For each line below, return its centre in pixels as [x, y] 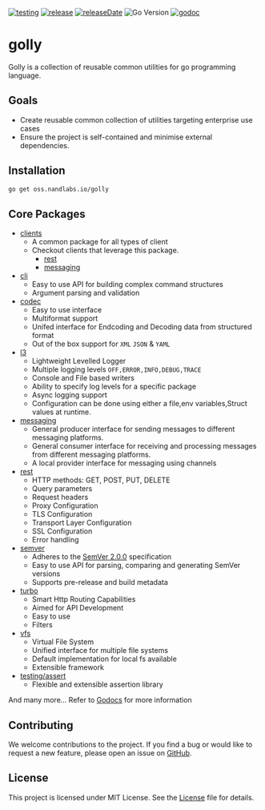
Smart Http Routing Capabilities [84, 599]
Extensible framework [68, 667]
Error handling [55, 540]
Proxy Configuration [65, 506]
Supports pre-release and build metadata [100, 582]
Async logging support [70, 395]
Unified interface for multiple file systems [100, 651]
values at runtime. [62, 412]
